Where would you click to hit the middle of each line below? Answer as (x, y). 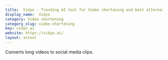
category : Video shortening (34, 19)
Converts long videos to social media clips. (49, 52)
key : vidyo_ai (20, 28)
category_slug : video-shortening (40, 24)
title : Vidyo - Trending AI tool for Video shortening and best (74, 10)
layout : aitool (21, 38)
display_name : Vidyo (28, 14)
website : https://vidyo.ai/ (34, 33)
